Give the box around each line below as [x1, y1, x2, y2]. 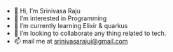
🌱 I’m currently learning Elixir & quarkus [13, 22, 128, 30]
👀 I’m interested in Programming [13, 14, 107, 22]
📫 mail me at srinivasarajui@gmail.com [13, 37, 128, 45]
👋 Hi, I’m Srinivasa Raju [13, 7, 81, 15]
